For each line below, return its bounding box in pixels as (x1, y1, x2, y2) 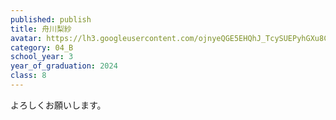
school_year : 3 (10, 52, 74, 62)
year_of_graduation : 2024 (10, 61, 118, 71)
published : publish (10, 14, 92, 25)
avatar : (10, 33, 43, 43)
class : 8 (10, 71, 47, 81)
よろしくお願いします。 (10, 99, 107, 111)
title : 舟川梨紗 (10, 24, 72, 34)
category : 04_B (10, 42, 74, 53)
